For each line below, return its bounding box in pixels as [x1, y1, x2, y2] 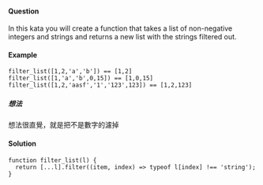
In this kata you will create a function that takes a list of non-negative [8, 24, 233, 33]
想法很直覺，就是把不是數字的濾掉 [8, 120, 119, 130]
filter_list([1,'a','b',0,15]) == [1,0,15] [8, 75, 154, 83]
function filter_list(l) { [8, 156, 97, 165]
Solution [8, 139, 37, 148]
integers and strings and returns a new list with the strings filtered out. [8, 32, 237, 42]
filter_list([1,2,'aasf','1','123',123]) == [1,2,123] [8, 81, 193, 90]
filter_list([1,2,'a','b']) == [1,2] [8, 68, 133, 76]
